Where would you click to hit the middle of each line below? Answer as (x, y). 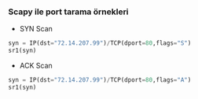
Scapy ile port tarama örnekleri (68, 12)
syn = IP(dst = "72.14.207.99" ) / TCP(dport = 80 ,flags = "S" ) (100, 43)
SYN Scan (36, 29)
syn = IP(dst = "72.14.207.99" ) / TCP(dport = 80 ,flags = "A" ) (100, 80)
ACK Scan (36, 66)
